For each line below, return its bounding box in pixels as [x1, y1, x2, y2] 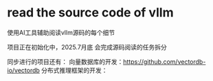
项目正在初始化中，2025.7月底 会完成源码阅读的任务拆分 [7, 43, 167, 51]
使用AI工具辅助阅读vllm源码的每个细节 [7, 28, 115, 36]
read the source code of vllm [7, 5, 174, 21]
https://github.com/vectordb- [122, 57, 206, 66]
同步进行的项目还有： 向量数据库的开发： [7, 57, 124, 66]
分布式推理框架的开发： [41, 66, 108, 74]
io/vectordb [7, 66, 40, 74]
